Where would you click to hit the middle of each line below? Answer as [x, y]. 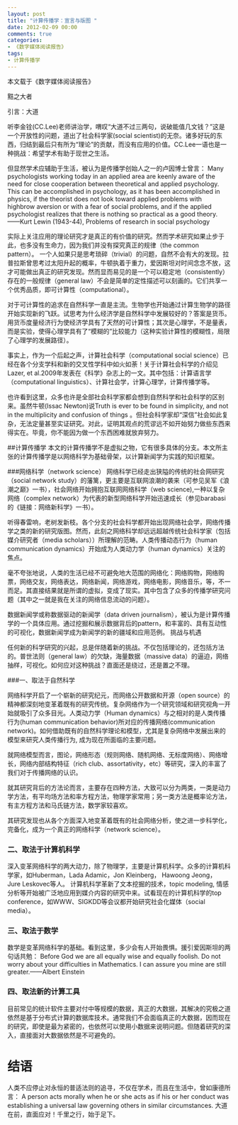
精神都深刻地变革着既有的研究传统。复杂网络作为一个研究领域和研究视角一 [116, 704]
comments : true [30, 34]
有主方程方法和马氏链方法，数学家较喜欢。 [69, 805]
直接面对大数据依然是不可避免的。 [69, 1035]
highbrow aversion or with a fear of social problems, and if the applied [110, 206]
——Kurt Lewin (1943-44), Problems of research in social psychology [109, 222]
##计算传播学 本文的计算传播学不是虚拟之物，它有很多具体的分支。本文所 [114, 447]
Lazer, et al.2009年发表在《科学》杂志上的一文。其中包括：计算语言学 [109, 373]
